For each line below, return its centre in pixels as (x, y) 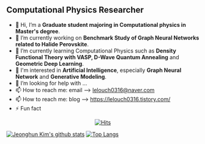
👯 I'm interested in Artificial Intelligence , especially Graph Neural (98, 70)
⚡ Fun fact (28, 108)
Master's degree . (37, 31)
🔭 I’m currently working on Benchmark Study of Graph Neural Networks (107, 38)
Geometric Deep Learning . (49, 63)
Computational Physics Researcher (75, 10)
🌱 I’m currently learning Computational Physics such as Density (95, 51)
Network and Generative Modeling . (61, 76)
